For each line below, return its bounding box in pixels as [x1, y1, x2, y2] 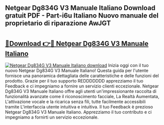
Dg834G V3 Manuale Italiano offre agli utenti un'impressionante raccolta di [5, 88, 157, 94]
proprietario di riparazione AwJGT [5, 19, 111, 27]
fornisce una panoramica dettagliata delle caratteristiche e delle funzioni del [5, 73, 159, 79]
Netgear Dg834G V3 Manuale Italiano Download [5, 4, 156, 12]
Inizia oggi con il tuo [108, 62, 149, 68]
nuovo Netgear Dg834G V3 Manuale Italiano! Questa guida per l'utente [5, 68, 149, 73]
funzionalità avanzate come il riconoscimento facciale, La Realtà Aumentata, [5, 94, 160, 99]
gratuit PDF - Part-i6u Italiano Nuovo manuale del [5, 12, 159, 20]
